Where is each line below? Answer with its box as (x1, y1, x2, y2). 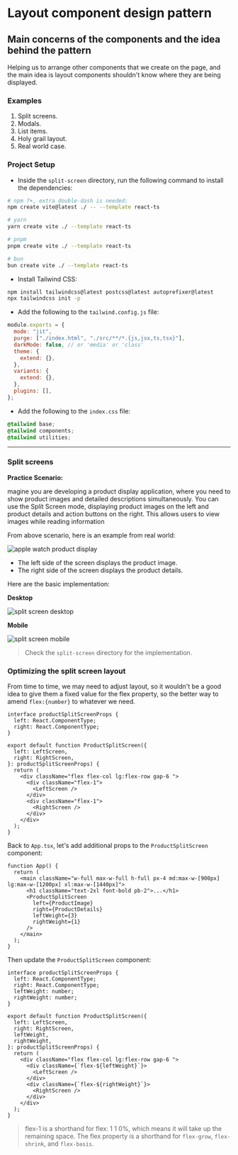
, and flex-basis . (43, 1139, 94, 1148)
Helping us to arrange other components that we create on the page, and (7, 63, 221, 72)
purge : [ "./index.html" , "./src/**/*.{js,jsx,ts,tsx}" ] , (13, 335, 186, 342)
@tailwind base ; (7, 420, 55, 428)
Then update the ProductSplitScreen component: (7, 956, 152, 964)
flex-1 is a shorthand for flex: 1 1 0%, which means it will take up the (24, 1125, 222, 1133)
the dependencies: (17, 183, 73, 192)
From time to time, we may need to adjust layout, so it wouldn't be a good (7, 682, 222, 691)
